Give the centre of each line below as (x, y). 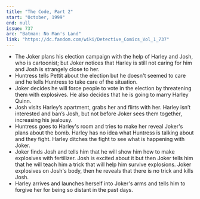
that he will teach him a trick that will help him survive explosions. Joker (103, 164)
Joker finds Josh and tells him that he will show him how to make (95, 152)
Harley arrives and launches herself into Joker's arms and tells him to (100, 183)
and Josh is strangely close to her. (57, 69)
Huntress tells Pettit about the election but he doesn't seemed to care (100, 76)
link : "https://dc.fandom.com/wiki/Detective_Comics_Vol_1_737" (88, 39)
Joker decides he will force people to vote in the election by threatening (103, 88)
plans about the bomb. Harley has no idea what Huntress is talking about (104, 133)
